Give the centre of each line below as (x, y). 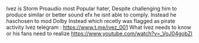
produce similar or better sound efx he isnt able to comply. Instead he (91, 15)
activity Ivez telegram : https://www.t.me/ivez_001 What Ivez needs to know (99, 27)
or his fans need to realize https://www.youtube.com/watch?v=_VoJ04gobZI (99, 34)
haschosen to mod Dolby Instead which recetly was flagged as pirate (91, 21)
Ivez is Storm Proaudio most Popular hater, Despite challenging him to (91, 9)
